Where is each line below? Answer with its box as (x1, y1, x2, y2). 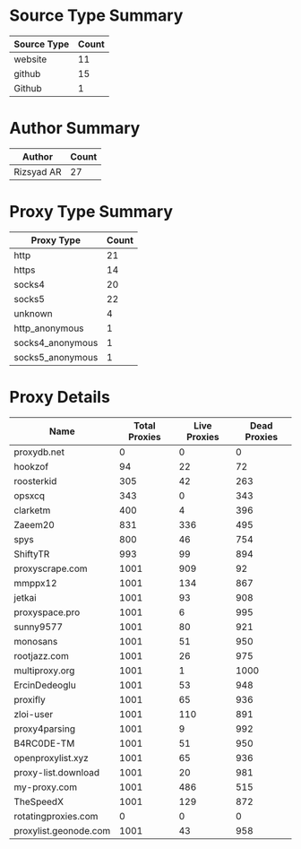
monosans (13, 635, 58, 647)
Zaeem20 (13, 518, 56, 531)
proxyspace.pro (13, 606, 81, 619)
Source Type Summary (9, 5, 184, 26)
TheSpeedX (13, 795, 64, 808)
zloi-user (13, 707, 54, 720)
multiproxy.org (13, 664, 75, 677)
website (13, 53, 47, 65)
